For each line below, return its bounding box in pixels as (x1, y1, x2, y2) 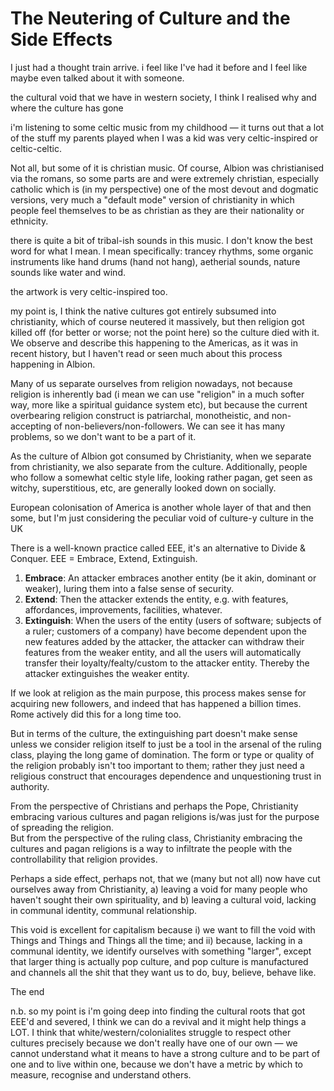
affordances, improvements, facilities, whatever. (24, 603, 223, 616)
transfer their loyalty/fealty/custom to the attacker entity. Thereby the (24, 657, 310, 669)
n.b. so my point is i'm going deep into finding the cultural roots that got (10, 1005, 306, 1017)
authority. (10, 780, 50, 792)
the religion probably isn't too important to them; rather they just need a (10, 759, 305, 771)
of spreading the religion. (10, 821, 115, 833)
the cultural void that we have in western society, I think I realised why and (10, 91, 317, 103)
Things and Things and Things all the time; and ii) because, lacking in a (10, 934, 303, 946)
